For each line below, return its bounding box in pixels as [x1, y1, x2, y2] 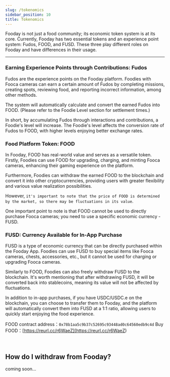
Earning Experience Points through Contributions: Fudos [5, 64, 148, 71]
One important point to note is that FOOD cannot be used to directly [5, 208, 147, 214]
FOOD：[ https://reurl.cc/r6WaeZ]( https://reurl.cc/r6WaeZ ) [5, 327, 127, 334]
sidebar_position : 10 [5, 12, 51, 17]
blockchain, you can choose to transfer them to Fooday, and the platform [5, 300, 157, 306]
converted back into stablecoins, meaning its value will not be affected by [5, 279, 159, 286]
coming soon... [5, 366, 36, 372]
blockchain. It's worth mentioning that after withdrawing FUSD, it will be [5, 274, 154, 280]
